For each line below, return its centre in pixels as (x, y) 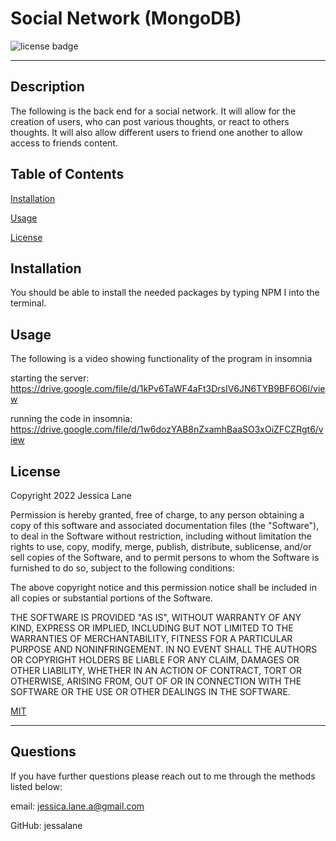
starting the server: (50, 378)
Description (47, 87)
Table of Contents (67, 174)
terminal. (28, 303)
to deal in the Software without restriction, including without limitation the (161, 536)
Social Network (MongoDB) (126, 18)
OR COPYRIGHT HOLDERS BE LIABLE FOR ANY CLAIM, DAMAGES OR (155, 660)
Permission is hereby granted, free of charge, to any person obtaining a (157, 515)
